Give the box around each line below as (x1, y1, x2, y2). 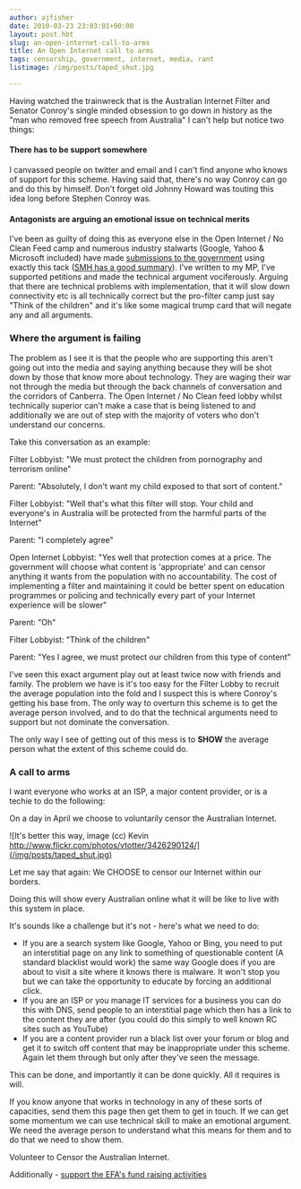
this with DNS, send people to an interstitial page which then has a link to (21, 1004, 292, 1015)
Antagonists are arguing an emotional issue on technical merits (9, 213, 251, 224)
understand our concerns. (9, 418, 106, 430)
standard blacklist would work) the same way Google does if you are (21, 956, 276, 968)
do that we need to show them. (9, 1134, 124, 1145)
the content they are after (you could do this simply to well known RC (21, 1013, 278, 1024)
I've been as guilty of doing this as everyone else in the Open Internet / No (9, 234, 284, 245)
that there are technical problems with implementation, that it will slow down (9, 281, 290, 292)
